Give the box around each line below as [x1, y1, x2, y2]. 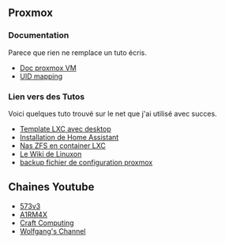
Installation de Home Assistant [19, 132, 119, 142]
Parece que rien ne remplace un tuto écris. [8, 47, 148, 57]
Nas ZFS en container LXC [19, 141, 107, 150]
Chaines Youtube [8, 180, 95, 194]
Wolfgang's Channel [19, 226, 86, 235]
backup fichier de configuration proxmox [19, 157, 153, 167]
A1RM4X [19, 209, 47, 219]
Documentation [8, 30, 69, 41]
